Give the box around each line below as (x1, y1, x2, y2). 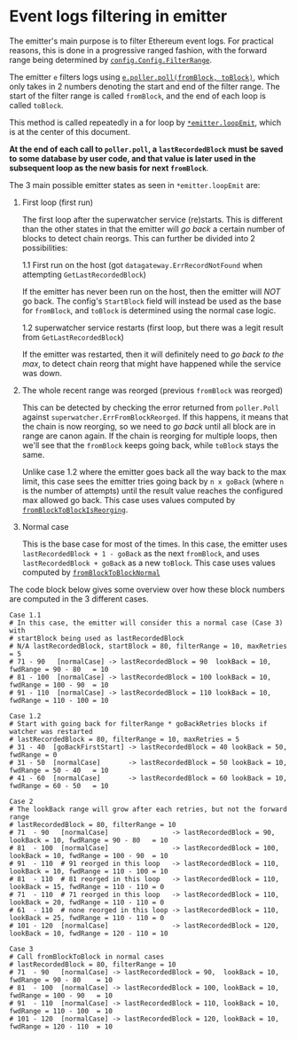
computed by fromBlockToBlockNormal (21, 566, 161, 578)
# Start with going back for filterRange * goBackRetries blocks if (9, 719, 268, 729)
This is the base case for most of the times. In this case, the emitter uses (21, 539, 288, 549)
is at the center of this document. (9, 126, 130, 137)
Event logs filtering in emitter (9, 6, 228, 27)
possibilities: (21, 242, 68, 253)
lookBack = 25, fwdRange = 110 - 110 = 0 (9, 913, 165, 922)
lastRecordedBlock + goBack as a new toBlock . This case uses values (21, 557, 277, 568)
